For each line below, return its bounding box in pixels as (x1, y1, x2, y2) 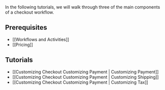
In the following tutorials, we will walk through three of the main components (5, 4, 160, 10)
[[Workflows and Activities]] (12, 36, 69, 42)
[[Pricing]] (12, 42, 33, 47)
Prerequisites (5, 23, 47, 32)
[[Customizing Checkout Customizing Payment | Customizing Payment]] (12, 68, 159, 75)
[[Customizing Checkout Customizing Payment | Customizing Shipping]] (12, 74, 159, 80)
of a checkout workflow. (5, 9, 54, 15)
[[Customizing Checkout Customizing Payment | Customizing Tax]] (12, 79, 149, 85)
